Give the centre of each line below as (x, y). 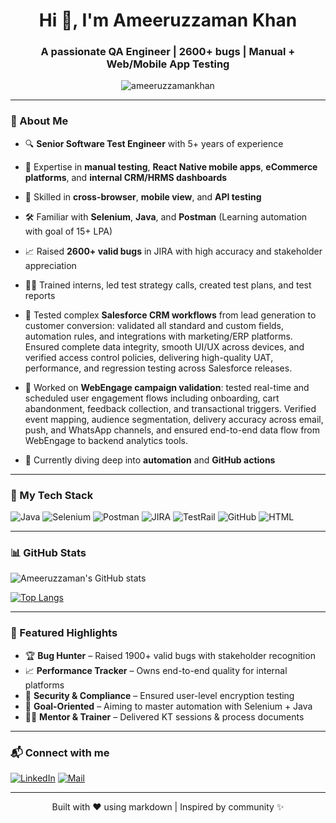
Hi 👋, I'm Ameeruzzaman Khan (168, 20)
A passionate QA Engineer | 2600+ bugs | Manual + (168, 52)
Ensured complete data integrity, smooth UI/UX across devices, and (164, 346)
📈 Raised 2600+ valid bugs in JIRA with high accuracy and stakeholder (173, 251)
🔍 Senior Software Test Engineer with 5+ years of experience (154, 143)
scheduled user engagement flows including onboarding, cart (152, 398)
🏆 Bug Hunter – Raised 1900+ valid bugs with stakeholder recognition (170, 655)
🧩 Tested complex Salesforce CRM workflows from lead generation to (170, 315)
